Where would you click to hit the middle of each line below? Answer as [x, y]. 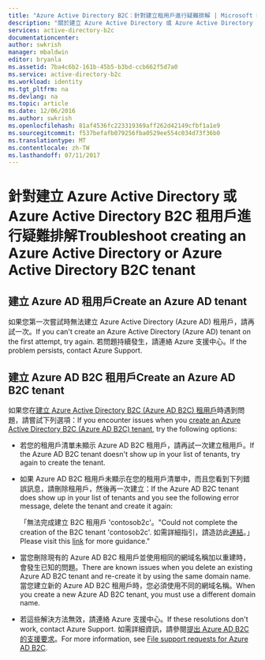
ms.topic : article [38, 104]
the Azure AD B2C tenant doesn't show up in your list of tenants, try [130, 454]
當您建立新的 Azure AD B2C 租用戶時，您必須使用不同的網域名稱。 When [137, 586]
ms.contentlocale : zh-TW [49, 148]
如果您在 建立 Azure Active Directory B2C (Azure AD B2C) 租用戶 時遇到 [123, 410]
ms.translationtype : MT [47, 140]
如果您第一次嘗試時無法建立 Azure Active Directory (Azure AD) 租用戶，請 [128, 322]
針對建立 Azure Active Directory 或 [123, 196]
